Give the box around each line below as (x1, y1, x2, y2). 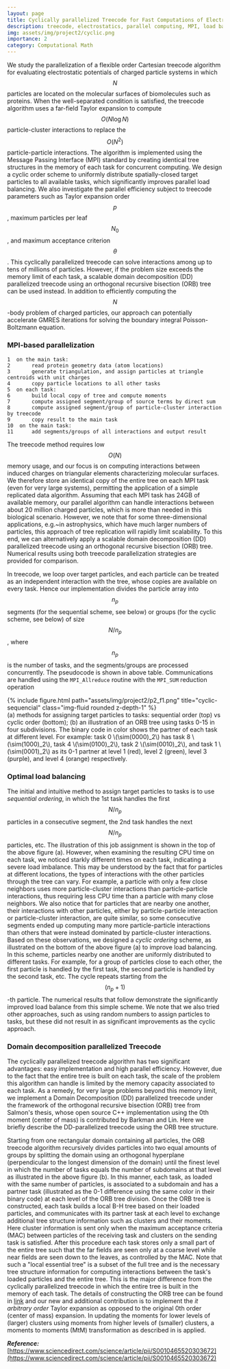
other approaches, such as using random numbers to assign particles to (7, 1010, 210, 1018)
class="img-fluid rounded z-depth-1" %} (42, 703, 157, 712)
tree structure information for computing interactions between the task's (7, 1268, 211, 1276)
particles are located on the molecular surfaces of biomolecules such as (7, 90, 211, 98)
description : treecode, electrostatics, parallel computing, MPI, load (7, 23, 216, 30)
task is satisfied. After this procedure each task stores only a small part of (7, 1238, 215, 1247)
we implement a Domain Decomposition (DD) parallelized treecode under (7, 1094, 214, 1102)
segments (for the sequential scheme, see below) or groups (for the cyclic (7, 607, 217, 615)
